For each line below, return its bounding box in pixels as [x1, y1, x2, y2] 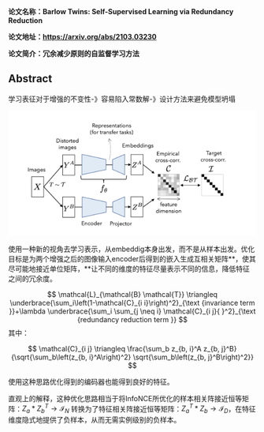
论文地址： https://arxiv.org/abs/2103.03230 [8, 32, 158, 41]
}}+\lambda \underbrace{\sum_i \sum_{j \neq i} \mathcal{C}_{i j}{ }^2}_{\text [9, 306, 256, 316]
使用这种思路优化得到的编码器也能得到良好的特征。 [8, 377, 174, 386]
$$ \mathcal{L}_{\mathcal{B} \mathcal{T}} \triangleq [46, 289, 218, 299]
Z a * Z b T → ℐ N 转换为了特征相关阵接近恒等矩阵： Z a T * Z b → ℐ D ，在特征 [22, 402, 256, 415]
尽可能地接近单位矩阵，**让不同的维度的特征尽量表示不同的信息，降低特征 [8, 264, 251, 273]
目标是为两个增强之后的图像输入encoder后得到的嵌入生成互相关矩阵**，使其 [8, 254, 256, 263]
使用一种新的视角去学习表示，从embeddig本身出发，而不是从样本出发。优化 [8, 244, 255, 254]
